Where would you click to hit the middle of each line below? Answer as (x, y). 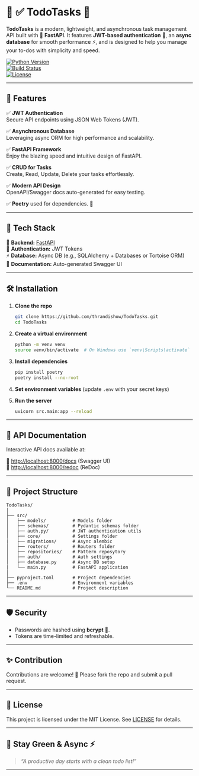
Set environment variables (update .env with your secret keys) (92, 389)
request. (16, 681)
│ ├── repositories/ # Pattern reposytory (66, 552)
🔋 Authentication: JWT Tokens (44, 249)
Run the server (33, 400)
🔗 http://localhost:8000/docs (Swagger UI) (58, 461)
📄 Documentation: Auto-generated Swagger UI (64, 264)
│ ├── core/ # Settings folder (62, 536)
